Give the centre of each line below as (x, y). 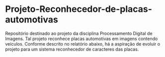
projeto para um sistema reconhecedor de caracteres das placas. (72, 49)
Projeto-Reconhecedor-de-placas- (79, 9)
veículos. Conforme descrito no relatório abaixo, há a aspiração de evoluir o (83, 44)
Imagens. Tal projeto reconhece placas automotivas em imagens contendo (82, 39)
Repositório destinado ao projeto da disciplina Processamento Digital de (79, 33)
